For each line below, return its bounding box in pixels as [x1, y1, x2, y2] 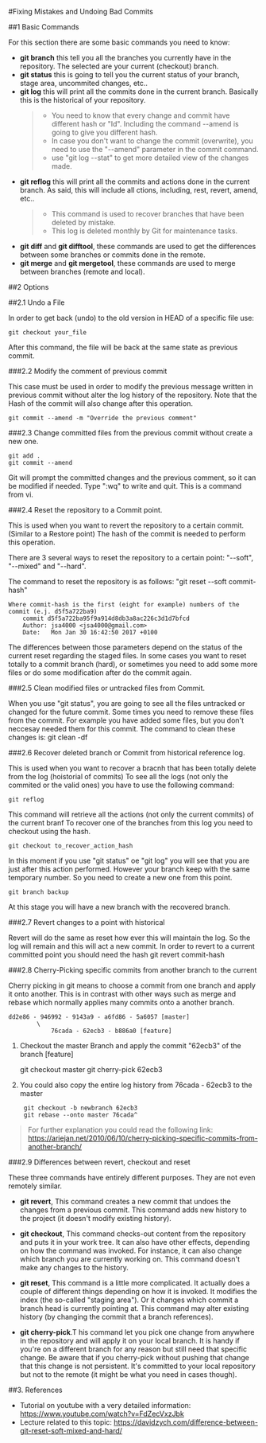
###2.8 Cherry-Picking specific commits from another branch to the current [8, 965, 257, 974]
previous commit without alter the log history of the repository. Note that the [8, 390, 257, 400]
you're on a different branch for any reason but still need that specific [19, 1344, 248, 1354]
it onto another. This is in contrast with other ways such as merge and [8, 989, 237, 998]
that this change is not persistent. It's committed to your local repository [19, 1361, 256, 1371]
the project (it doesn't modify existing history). [19, 1214, 172, 1223]
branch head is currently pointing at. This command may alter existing [19, 1304, 249, 1312]
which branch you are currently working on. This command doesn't [19, 1254, 241, 1264]
